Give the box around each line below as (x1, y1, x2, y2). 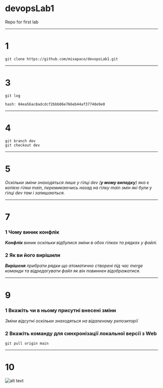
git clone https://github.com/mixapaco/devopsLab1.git (5, 56, 118, 61)
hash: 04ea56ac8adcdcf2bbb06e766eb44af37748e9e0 (5, 101, 105, 107)
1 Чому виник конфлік (5, 229, 60, 236)
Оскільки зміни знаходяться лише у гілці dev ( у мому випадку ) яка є (5, 179, 149, 185)
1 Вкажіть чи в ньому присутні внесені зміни (5, 307, 116, 314)
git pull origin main (5, 341, 49, 346)
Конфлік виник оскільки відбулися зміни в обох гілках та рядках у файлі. (5, 240, 158, 246)
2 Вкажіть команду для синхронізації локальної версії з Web (5, 330, 157, 337)
